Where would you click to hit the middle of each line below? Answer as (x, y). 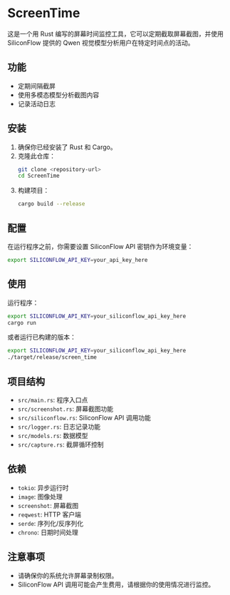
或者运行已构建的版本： (42, 337)
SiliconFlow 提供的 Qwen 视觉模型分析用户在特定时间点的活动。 (101, 42)
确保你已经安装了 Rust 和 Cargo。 (67, 147)
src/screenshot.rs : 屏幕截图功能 (66, 409)
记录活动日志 (36, 103)
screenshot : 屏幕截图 (48, 505)
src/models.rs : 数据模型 (53, 436)
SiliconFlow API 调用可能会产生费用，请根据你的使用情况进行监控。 (116, 584)
